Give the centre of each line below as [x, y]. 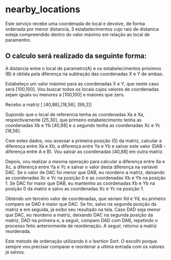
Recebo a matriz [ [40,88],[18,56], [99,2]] [48, 104]
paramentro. [18, 40]
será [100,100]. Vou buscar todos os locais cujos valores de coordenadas [82, 89]
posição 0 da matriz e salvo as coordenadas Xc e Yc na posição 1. [75, 188]
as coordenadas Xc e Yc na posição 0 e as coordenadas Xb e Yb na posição [86, 178]
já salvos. [15, 252]
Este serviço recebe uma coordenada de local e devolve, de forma [75, 24]
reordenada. [18, 231]
